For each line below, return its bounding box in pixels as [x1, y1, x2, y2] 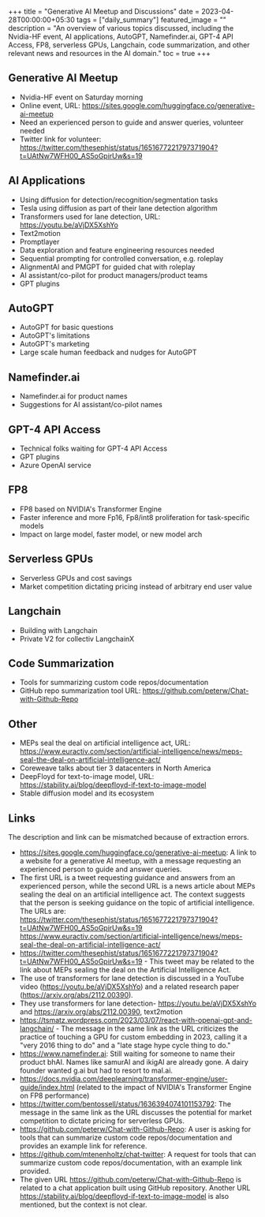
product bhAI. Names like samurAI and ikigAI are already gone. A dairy [19, 1057, 248, 1066]
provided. [19, 1166, 51, 1175]
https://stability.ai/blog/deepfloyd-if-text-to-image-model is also [19, 1191, 230, 1200]
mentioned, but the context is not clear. [19, 1200, 147, 1209]
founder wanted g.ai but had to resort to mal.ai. [19, 1065, 174, 1075]
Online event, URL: [19, 100, 80, 110]
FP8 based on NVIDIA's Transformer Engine [19, 504, 162, 514]
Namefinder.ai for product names [19, 391, 128, 401]
